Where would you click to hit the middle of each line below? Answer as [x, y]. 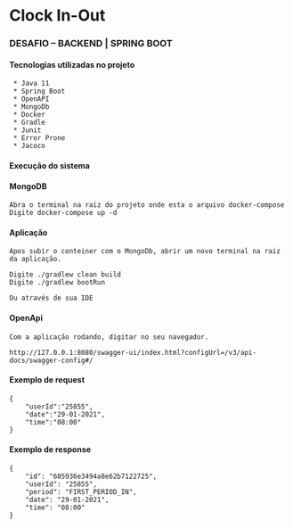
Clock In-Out [57, 16]
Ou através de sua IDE [51, 298]
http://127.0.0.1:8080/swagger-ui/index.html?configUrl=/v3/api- [133, 352]
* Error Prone [39, 138]
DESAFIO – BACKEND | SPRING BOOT [91, 44]
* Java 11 [31, 84]
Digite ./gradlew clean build [65, 275]
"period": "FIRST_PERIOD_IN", [81, 491]
